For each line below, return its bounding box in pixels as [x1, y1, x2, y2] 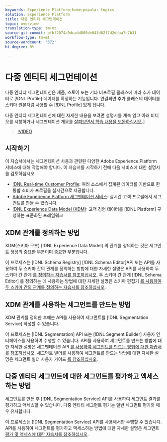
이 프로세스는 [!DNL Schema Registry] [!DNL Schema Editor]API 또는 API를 [5, 260, 155, 266]
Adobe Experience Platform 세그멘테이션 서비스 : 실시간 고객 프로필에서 [12, 194, 153, 200]
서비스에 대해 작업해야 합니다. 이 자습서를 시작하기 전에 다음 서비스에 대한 [5, 164, 147, 170]
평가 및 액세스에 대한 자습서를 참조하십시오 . [5, 431, 89, 437]
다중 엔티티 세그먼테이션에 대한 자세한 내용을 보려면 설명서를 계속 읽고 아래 [5, 112, 150, 118]
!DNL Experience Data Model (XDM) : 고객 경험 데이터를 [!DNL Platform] [12, 206, 157, 212]
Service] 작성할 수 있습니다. [5, 321, 60, 326]
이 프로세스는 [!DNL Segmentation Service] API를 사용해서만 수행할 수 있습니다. [5, 419, 162, 425]
